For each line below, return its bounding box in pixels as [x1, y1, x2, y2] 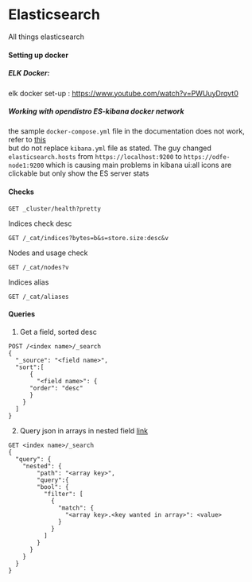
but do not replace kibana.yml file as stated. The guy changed [8, 143, 212, 153]
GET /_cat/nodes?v [8, 263, 69, 271]
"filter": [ [43, 490, 83, 498]
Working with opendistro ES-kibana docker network [8, 107, 184, 116]
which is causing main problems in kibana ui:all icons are [45, 161, 232, 170]
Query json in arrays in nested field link [19, 425, 149, 435]
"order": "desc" [29, 384, 83, 392]
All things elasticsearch [8, 32, 85, 41]
